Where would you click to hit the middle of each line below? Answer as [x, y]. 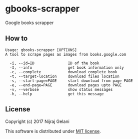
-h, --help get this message [57, 94]
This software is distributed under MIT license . [53, 131]
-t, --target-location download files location [65, 76]
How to [16, 38]
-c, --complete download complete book [63, 72]
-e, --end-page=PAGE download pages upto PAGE [66, 85]
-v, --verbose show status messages [61, 89]
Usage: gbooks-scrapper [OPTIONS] [41, 50]
